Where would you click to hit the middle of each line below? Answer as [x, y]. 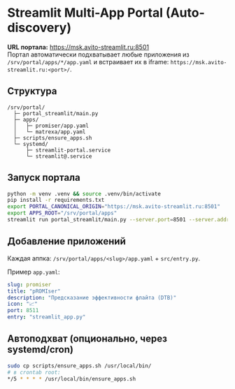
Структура [32, 91]
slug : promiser [29, 284]
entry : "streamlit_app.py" [47, 317]
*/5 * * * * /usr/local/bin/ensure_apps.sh [72, 379]
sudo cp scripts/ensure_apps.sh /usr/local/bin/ [79, 366]
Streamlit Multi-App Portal [85, 13]
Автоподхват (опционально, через [87, 339]
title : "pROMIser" [34, 291]
